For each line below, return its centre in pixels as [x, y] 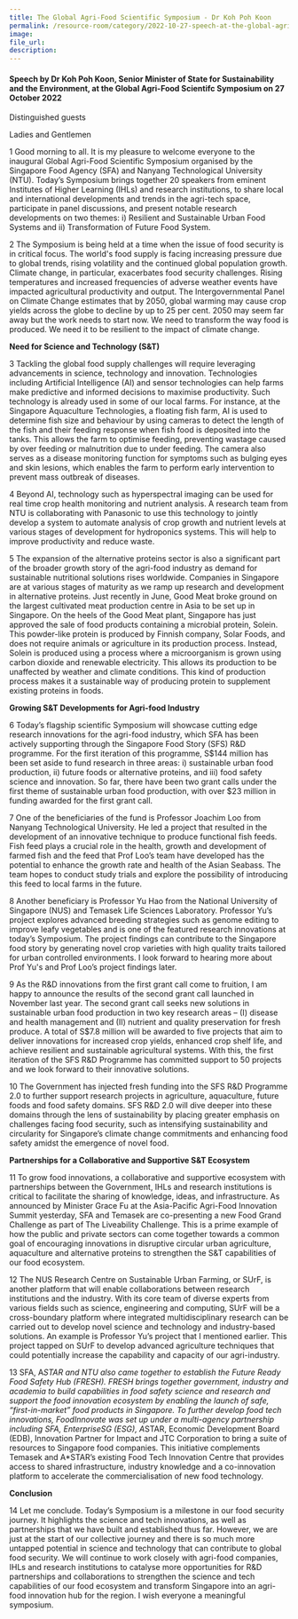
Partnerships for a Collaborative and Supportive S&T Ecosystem [129, 1161]
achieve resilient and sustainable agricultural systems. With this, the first [141, 1051]
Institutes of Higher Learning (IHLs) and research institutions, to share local [146, 190]
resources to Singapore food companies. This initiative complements [135, 1448]
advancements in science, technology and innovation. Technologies [133, 373]
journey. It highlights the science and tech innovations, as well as [128, 1520]
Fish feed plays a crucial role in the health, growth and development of [138, 846]
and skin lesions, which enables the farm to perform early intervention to [142, 468]
